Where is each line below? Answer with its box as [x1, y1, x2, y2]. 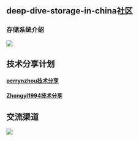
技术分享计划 [6, 59, 55, 69]
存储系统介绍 [6, 26, 45, 34]
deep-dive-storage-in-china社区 [6, 5, 133, 16]
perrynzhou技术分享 [6, 77, 59, 84]
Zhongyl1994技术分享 [6, 92, 63, 99]
